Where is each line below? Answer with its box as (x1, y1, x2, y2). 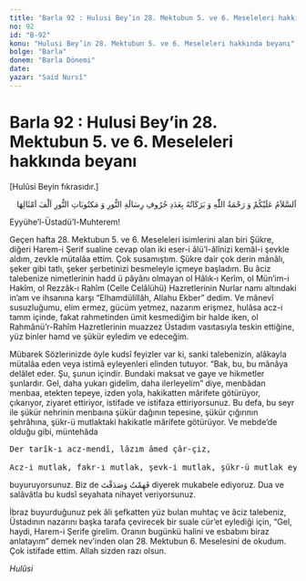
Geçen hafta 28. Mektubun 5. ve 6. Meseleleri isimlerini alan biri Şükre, (9, 233, 275, 244)
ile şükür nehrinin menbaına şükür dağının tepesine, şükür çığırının (9, 407, 259, 418)
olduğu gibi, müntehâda (9, 426, 98, 437)
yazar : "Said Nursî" (9, 73, 88, 82)
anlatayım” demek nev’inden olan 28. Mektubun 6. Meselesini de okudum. (9, 535, 287, 546)
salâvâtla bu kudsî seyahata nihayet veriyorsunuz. (9, 489, 196, 500)
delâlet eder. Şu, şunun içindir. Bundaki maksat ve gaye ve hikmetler (9, 368, 265, 379)
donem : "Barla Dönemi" (9, 56, 96, 65)
